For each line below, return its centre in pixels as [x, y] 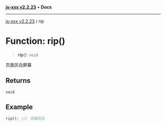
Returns [18, 81]
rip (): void [28, 55]
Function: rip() [35, 41]
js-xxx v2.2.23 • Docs [29, 7]
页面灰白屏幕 [18, 65]
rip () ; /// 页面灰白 [25, 118]
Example [19, 107]
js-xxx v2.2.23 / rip [25, 21]
